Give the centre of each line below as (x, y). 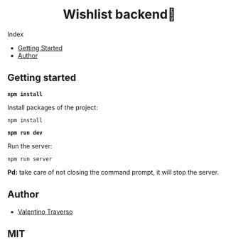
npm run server (30, 159)
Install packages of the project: (53, 107)
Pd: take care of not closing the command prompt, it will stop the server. (113, 172)
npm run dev (25, 133)
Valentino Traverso (45, 212)
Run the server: (30, 146)
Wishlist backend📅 (119, 15)
